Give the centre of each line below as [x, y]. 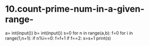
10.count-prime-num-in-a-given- [75, 9]
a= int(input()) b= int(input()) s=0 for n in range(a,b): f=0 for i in [69, 33]
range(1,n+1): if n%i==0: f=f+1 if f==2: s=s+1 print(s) [58, 38]
